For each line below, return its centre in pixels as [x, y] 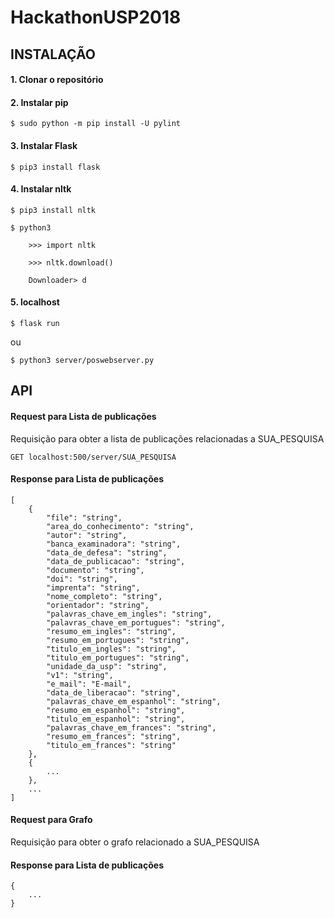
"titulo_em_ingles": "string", [111, 649]
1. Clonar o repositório [57, 80]
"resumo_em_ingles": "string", [111, 631]
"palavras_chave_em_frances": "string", [131, 727]
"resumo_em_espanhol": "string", [116, 710]
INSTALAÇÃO [53, 54]
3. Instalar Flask [44, 145]
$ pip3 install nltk [53, 210]
